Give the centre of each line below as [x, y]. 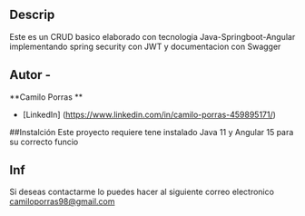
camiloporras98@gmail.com [62, 201]
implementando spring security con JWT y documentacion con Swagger [145, 46]
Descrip [32, 15]
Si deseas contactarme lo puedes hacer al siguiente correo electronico [142, 192]
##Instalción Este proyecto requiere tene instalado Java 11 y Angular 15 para [152, 132]
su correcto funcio [44, 142]
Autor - [30, 75]
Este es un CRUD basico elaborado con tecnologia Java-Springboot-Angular [152, 36]
